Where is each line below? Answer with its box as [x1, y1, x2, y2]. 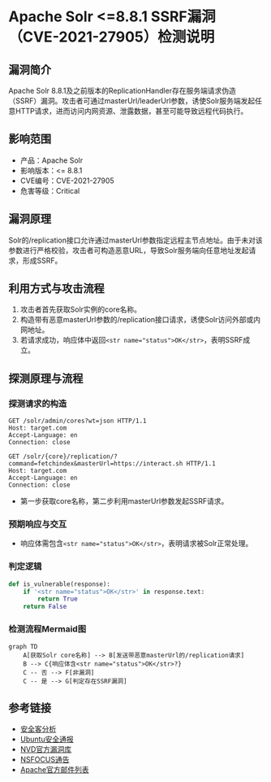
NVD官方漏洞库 [19, 745, 72, 754]
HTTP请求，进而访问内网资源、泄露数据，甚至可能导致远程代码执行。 [15, 107, 248, 116]
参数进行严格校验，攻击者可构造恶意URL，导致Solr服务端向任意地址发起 [8, 245, 249, 255]
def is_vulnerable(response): [8, 579, 111, 588]
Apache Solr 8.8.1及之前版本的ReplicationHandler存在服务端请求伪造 [8, 86, 237, 95]
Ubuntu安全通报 [19, 734, 75, 745]
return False [23, 603, 67, 611]
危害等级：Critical [19, 186, 80, 195]
